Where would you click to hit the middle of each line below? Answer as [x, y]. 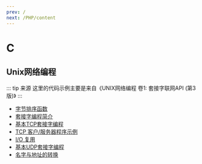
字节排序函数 [31, 108]
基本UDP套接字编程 [40, 147]
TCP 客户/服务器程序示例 [46, 132]
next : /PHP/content [31, 18]
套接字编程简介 [34, 116]
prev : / [16, 12]
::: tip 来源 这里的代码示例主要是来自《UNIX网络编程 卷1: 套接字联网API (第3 [101, 88]
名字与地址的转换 [37, 154]
